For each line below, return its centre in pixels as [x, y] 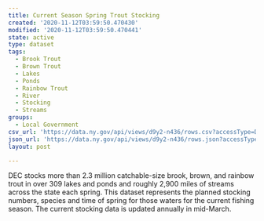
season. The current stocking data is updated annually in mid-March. [120, 209]
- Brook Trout [38, 60]
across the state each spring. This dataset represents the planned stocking [130, 192]
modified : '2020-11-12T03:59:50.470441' [75, 30]
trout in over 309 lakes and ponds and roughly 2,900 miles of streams [121, 184]
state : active [31, 37]
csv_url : [22, 132]
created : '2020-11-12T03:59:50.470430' [73, 23]
